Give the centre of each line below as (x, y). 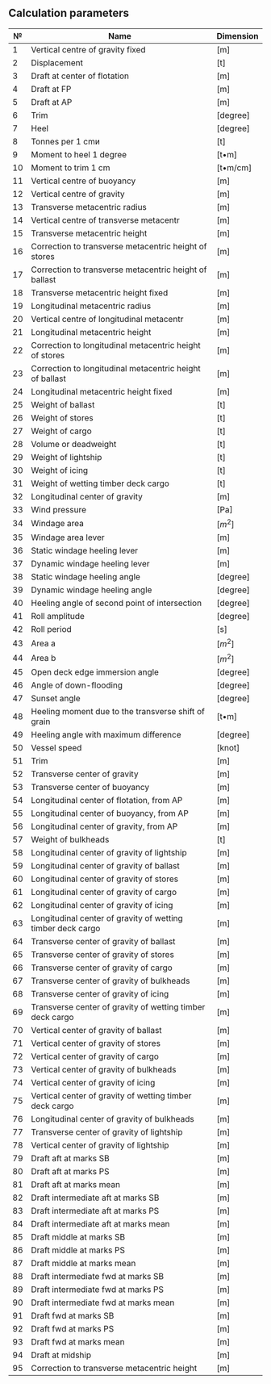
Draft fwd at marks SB (73, 1315)
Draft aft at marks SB (71, 1158)
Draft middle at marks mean (83, 1263)
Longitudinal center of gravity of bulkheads (113, 1118)
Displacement (57, 62)
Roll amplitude (58, 617)
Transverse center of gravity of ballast (103, 941)
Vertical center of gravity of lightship (100, 1145)
